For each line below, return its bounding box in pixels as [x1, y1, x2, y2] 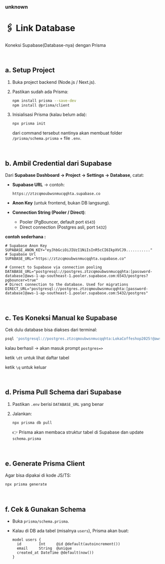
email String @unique [17, 546, 72, 551]
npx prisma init [12, 121, 46, 126]
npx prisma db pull [12, 420, 53, 425]
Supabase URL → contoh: [12, 182, 65, 188]
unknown [5, 3, 28, 10]
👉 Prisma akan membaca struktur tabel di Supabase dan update [12, 430, 144, 435]
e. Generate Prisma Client [5, 459, 85, 467]
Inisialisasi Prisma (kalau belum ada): [12, 112, 87, 118]
